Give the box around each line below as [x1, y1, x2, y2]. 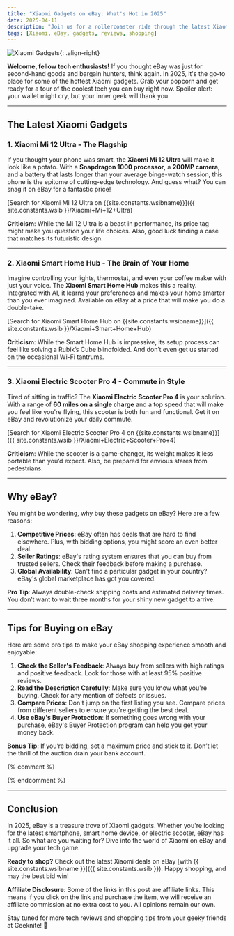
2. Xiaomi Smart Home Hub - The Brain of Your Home [7, 258, 189, 268]
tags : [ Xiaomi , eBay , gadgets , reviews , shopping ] [7, 29, 157, 37]
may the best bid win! [7, 872, 69, 880]
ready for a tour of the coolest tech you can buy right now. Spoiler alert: [7, 84, 213, 93]
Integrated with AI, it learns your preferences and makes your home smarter [7, 289, 225, 297]
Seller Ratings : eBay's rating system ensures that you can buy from [17, 552, 212, 561]
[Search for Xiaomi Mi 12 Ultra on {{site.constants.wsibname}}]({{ [7, 198, 195, 206]
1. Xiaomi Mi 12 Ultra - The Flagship [7, 139, 128, 149]
